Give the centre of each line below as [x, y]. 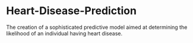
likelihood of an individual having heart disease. [64, 33]
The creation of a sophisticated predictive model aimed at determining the [97, 27]
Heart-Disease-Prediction [71, 11]
